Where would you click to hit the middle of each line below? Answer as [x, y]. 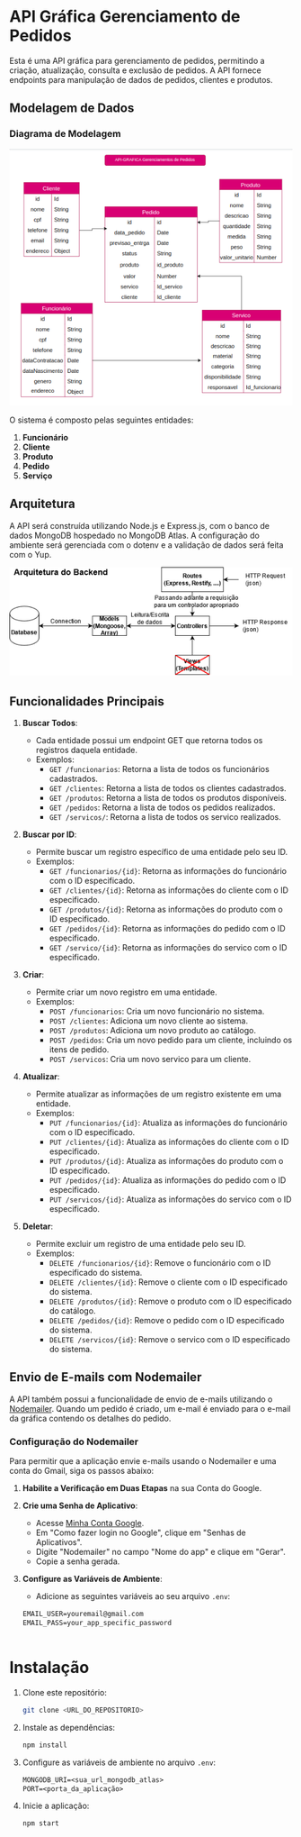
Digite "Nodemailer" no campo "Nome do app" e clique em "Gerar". [160, 1552]
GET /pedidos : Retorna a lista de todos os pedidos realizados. [162, 807]
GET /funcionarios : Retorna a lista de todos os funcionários [159, 769]
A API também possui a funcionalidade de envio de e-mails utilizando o [141, 1399]
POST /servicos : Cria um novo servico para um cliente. [150, 1059]
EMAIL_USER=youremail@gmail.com [83, 1614]
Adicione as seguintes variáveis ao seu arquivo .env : [133, 1596]
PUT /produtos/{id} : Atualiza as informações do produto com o [166, 1161]
